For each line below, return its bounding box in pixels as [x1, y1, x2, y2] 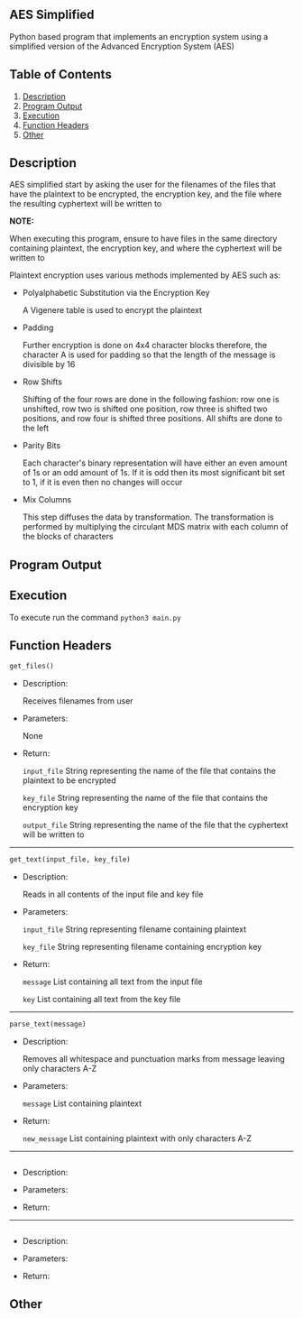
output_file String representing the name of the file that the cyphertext [22, 820, 289, 831]
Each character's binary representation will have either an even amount [22, 457, 288, 468]
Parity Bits [22, 440, 61, 451]
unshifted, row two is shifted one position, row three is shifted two [22, 403, 268, 414]
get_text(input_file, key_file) [9, 855, 131, 864]
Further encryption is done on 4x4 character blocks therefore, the [22, 340, 268, 351]
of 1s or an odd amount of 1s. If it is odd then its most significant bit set [22, 467, 286, 478]
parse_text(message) [9, 1019, 87, 1029]
